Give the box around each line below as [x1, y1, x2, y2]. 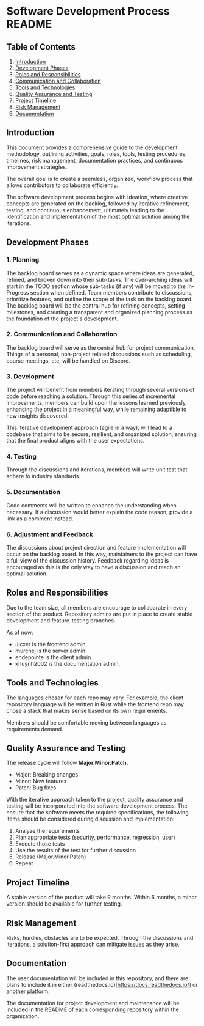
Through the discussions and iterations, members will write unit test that [6, 466, 188, 473]
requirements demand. [6, 725, 63, 733]
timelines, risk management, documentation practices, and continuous [6, 157, 183, 164]
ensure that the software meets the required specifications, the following [6, 809, 189, 816]
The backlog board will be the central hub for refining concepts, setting [6, 301, 185, 309]
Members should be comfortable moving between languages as [6, 718, 167, 726]
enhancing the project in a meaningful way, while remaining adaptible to [6, 405, 187, 413]
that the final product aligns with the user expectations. [6, 437, 145, 445]
